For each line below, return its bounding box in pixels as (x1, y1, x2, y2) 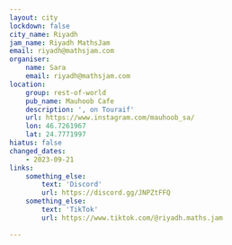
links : (9, 163, 34, 172)
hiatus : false (9, 138, 63, 147)
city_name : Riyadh (9, 30, 78, 39)
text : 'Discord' (41, 180, 103, 189)
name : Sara (25, 64, 67, 73)
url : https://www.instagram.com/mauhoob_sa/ (25, 113, 195, 122)
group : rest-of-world (25, 88, 106, 97)
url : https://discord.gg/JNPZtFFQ (41, 188, 171, 197)
